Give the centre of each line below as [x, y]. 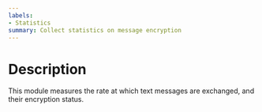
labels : [21, 15]
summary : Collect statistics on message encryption [95, 30]
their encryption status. [46, 99]
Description [47, 69]
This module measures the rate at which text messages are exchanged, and [131, 91]
